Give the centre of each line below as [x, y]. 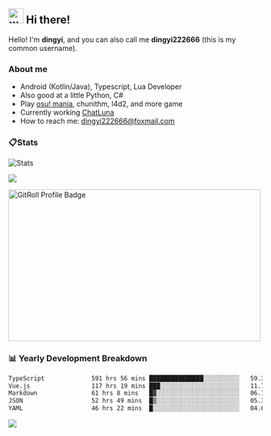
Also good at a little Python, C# [71, 95]
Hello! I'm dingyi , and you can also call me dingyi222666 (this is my [122, 39]
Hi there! [48, 20]
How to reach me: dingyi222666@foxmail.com [97, 121]
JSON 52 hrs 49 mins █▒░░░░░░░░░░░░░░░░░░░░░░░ [124, 401]
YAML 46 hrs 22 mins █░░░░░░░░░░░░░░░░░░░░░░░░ [124, 408]
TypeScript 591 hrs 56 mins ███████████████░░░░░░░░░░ [124, 378]
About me [28, 69]
